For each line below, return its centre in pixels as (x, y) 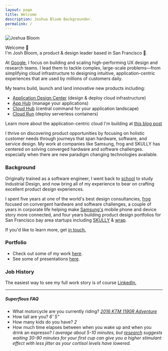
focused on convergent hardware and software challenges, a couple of (78, 204)
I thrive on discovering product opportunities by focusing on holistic (75, 133)
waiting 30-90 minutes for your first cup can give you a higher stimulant (87, 338)
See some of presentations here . (46, 258)
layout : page (19, 10)
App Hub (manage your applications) (50, 103)
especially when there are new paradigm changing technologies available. (81, 154)
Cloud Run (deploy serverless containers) (55, 114)
